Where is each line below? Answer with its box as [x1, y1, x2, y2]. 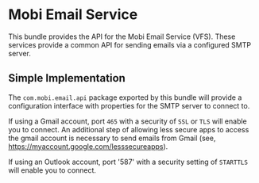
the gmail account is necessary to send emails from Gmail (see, [8, 133, 216, 143]
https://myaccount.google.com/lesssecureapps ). [8, 141, 168, 151]
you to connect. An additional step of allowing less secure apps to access [8, 124, 249, 134]
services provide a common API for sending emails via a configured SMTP [8, 40, 252, 49]
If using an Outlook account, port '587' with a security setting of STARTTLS [8, 157, 249, 166]
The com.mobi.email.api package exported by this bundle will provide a [8, 93, 242, 102]
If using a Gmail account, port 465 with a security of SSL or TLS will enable [8, 116, 248, 126]
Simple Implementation [8, 71, 126, 85]
